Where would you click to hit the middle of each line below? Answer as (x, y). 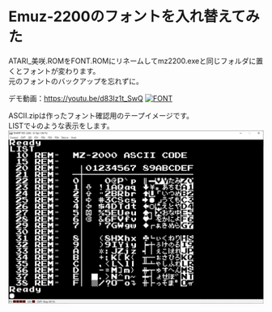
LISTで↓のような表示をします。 (61, 126)
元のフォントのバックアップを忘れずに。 (76, 81)
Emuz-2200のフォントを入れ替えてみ (134, 17)
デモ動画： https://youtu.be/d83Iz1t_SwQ (76, 98)
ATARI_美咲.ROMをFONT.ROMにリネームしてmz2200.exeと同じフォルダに (132, 61)
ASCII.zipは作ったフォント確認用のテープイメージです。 (101, 115)
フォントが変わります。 (61, 71)
